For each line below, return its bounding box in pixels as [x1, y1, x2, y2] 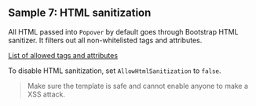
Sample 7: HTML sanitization [8, 6, 152, 20]
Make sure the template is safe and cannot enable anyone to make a [27, 81, 249, 90]
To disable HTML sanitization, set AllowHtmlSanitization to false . [8, 66, 221, 75]
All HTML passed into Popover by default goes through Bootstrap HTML [8, 27, 239, 36]
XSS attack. [27, 90, 65, 99]
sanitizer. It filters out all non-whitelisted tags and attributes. [8, 35, 203, 45]
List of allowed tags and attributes [8, 50, 119, 60]
